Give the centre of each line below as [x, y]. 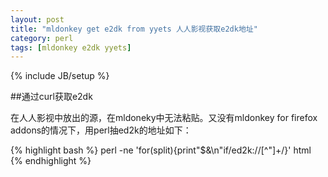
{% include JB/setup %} [60, 76]
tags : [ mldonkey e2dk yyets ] [71, 47]
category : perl [42, 38]
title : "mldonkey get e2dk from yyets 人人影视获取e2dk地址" [134, 29]
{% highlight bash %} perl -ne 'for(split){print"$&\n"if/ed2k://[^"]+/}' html [161, 150]
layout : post [37, 19]
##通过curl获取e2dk [51, 97]
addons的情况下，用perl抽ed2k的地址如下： [101, 130]
